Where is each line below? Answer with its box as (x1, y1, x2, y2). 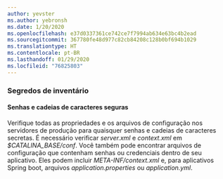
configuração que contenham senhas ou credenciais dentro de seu (7, 148, 202, 157)
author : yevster (7, 10, 55, 18)
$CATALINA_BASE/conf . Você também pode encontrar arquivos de (7, 141, 202, 150)
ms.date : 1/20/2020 (7, 23, 65, 30)
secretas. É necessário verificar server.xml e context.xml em (7, 133, 183, 142)
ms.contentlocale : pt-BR (7, 50, 80, 57)
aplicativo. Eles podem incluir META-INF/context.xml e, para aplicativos (7, 156, 215, 164)
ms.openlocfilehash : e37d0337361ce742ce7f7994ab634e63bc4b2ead (7, 29, 197, 37)
